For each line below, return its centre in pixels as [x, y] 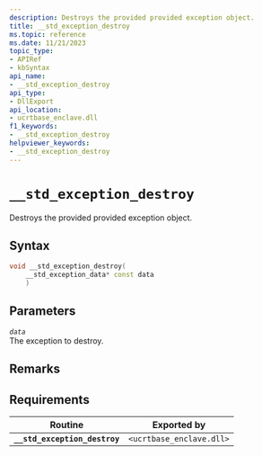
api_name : [28, 76]
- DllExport [31, 101]
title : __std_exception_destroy [70, 26]
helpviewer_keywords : [50, 143]
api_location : [36, 110]
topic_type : [31, 51]
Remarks [35, 369]
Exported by [179, 425]
